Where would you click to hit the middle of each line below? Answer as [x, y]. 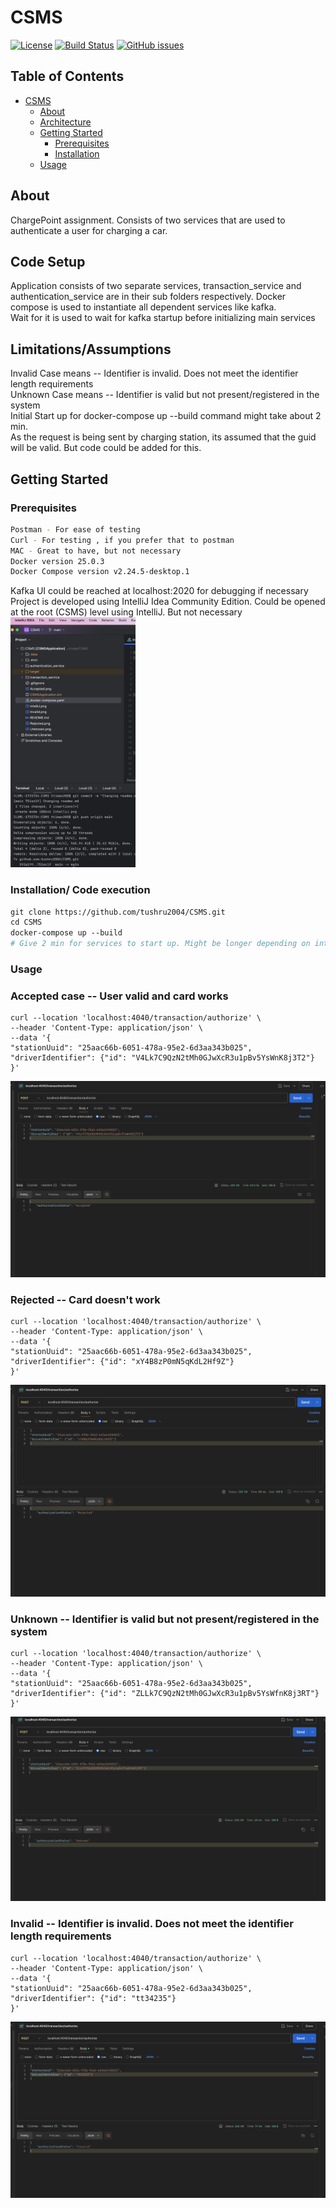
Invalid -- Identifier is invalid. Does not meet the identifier [152, 1924]
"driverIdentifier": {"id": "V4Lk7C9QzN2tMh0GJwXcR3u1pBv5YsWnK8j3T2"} [162, 1058]
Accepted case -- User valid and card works [119, 996]
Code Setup [48, 261]
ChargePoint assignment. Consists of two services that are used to [148, 220]
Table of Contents [67, 76]
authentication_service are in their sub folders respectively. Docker [148, 297]
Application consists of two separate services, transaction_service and [156, 286]
